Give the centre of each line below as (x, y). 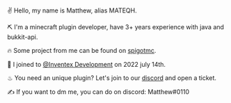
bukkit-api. (23, 37)
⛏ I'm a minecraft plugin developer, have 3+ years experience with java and (116, 27)
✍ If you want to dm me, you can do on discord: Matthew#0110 (98, 92)
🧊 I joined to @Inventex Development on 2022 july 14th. (86, 64)
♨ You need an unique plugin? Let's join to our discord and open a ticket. (112, 78)
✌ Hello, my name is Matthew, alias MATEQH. (72, 10)
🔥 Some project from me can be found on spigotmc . (82, 50)
